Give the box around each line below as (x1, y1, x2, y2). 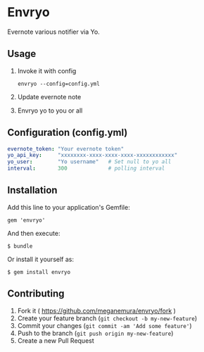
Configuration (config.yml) (7, 127, 128, 139)
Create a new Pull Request (17, 336, 95, 345)
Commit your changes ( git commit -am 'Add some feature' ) (17, 321, 192, 329)
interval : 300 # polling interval (7, 165, 165, 172)
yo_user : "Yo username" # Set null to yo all (7, 158, 172, 165)
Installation (7, 184, 58, 196)
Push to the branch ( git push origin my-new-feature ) (17, 329, 174, 337)
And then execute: (7, 229, 60, 237)
